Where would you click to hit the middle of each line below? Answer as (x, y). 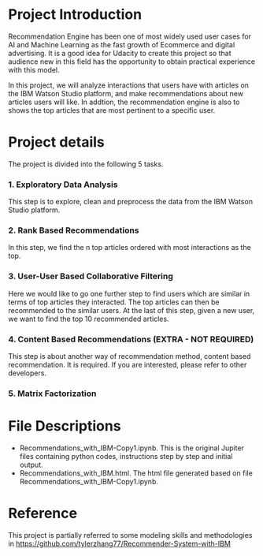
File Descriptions (65, 426)
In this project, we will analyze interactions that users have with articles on (129, 85)
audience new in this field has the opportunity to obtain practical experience (132, 62)
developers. (28, 373)
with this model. (34, 69)
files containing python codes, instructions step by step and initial (126, 456)
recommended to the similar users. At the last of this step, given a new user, (131, 310)
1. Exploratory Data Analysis (63, 185)
